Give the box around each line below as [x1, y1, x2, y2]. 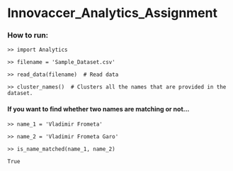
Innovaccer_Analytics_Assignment [7, 5, 218, 21]
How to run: [7, 31, 49, 40]
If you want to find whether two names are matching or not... [7, 105, 190, 114]
